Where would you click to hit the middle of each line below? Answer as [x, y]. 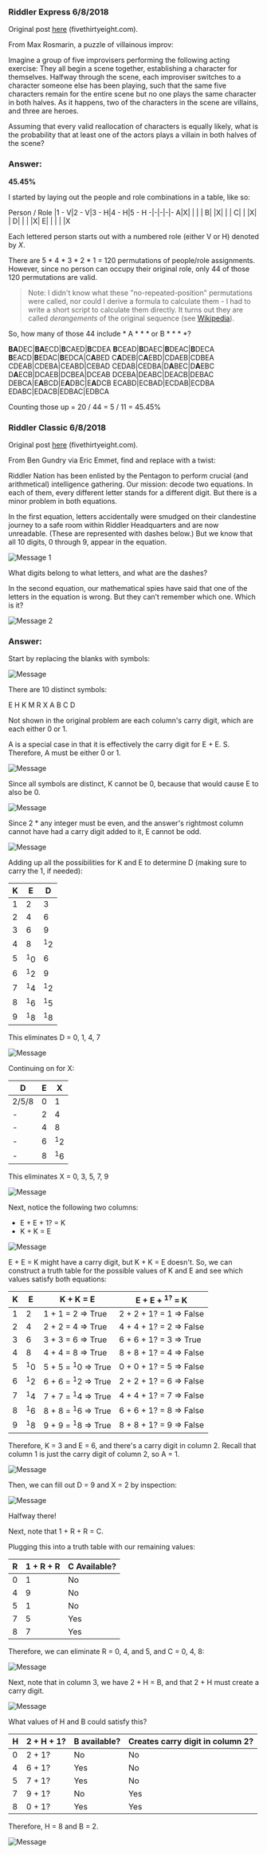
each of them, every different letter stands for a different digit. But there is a [133, 492]
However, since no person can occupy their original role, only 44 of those [129, 269]
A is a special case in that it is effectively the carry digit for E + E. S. [119, 745]
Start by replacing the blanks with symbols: [79, 659]
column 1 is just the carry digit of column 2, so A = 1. [94, 1454]
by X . [17, 245]
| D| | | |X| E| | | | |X [39, 221]
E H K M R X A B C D [42, 705]
